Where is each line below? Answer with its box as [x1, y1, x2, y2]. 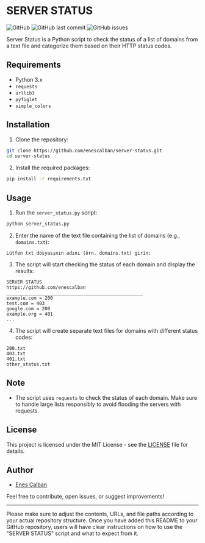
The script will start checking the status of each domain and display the [15, 260, 195, 268]
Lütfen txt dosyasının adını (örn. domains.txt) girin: [6, 250, 151, 256]
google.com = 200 [6, 305, 51, 311]
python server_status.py [6, 221, 70, 227]
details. [6, 447, 25, 455]
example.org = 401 [6, 311, 53, 317]
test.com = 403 [6, 300, 45, 307]
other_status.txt [6, 361, 51, 367]
